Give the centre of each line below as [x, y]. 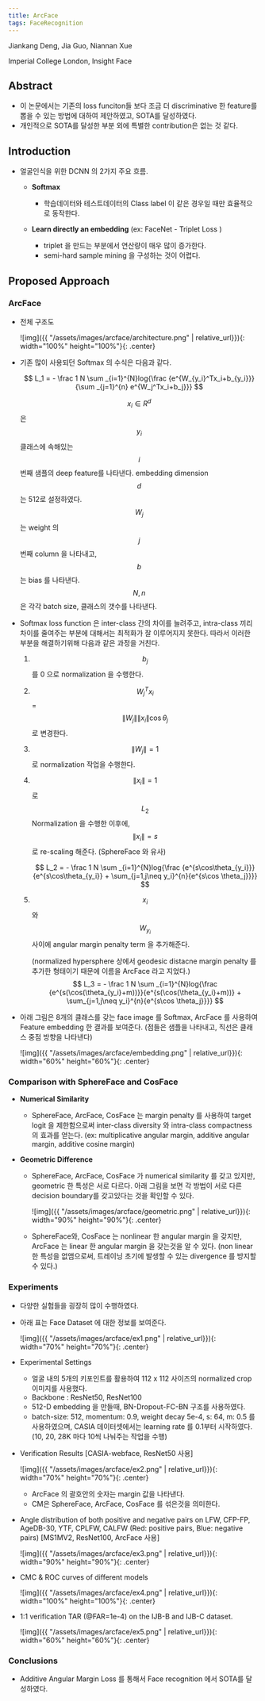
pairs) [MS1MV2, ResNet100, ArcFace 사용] [90, 1537]
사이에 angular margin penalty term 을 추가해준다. [111, 944]
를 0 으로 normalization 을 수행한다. [88, 674]
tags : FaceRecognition [46, 23]
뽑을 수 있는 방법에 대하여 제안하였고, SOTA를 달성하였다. [108, 116]
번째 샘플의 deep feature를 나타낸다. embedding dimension [114, 473]
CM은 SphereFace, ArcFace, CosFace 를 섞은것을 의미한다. [126, 1504]
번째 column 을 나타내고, [58, 554]
